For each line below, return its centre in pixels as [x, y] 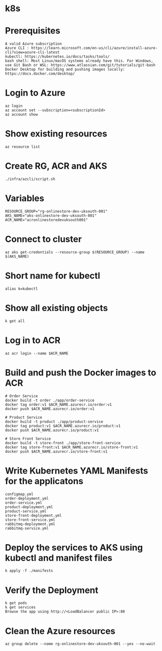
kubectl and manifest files [59, 558]
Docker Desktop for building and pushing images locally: [65, 69]
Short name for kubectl [53, 276]
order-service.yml [24, 503]
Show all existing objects [56, 308]
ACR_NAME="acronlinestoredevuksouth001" [47, 220]
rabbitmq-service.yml [27, 528]
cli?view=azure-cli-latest [32, 52]
